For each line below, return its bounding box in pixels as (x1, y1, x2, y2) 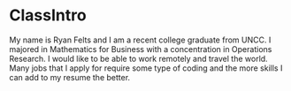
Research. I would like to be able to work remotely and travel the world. (9, 53, 268, 64)
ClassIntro (9, 5, 87, 26)
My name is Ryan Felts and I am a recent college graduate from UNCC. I (9, 34, 272, 45)
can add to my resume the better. (9, 72, 131, 82)
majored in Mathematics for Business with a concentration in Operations (9, 43, 272, 54)
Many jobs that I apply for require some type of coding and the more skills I (9, 63, 283, 73)
